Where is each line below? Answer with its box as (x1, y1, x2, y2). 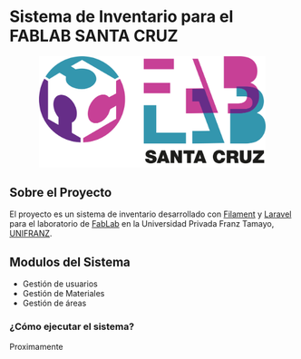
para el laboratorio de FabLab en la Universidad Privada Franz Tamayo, (9, 218, 275, 229)
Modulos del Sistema (9, 254, 131, 269)
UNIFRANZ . (9, 228, 53, 239)
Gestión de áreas (22, 297, 87, 309)
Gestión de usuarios (22, 278, 98, 289)
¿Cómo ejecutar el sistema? (9, 320, 134, 333)
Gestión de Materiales (22, 288, 105, 299)
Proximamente (9, 341, 63, 352)
